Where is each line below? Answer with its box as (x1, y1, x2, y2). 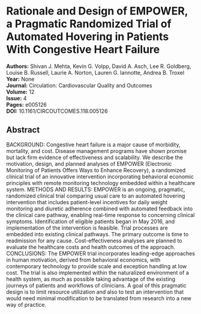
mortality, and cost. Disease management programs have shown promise (6, 147, 187, 154)
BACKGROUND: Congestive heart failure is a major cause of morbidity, (6, 140, 181, 148)
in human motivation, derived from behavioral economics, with (6, 256, 161, 263)
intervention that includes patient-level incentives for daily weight (6, 198, 168, 206)
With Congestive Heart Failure (6, 43, 160, 57)
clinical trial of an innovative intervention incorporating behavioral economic (6, 173, 194, 180)
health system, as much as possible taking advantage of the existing (6, 275, 176, 283)
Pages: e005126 (6, 101, 47, 108)
